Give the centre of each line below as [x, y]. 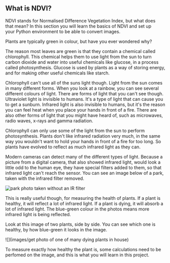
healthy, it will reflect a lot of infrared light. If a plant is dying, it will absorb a [84, 203]
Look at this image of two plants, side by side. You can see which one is [80, 224]
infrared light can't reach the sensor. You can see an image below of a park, [84, 173]
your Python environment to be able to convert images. [63, 31]
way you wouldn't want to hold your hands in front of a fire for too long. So [83, 141]
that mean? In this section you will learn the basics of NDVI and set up [78, 26]
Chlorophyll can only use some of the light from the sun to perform [75, 130]
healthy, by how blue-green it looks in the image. [56, 229]
